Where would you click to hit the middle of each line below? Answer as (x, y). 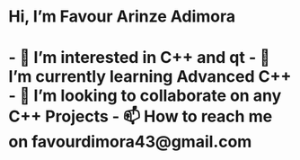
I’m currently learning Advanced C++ (150, 77)
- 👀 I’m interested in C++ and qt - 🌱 (139, 58)
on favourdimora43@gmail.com (130, 142)
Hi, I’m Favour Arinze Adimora (122, 17)
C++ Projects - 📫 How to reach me (141, 116)
